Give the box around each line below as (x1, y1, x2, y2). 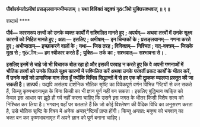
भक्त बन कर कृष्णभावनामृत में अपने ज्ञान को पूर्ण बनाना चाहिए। (6, 114, 121, 121)
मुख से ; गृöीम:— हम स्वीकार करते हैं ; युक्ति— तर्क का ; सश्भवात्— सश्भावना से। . (6, 49, 167, 56)
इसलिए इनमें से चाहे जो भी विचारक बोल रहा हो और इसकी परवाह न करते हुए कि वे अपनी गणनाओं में (6, 61, 184, 68)
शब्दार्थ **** (6, 18, 30, 24)
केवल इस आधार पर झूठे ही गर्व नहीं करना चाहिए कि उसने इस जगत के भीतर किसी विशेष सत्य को (6, 95, 184, 101)
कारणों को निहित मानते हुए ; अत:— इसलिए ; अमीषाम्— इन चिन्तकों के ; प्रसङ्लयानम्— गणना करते (6, 36, 191, 43)
